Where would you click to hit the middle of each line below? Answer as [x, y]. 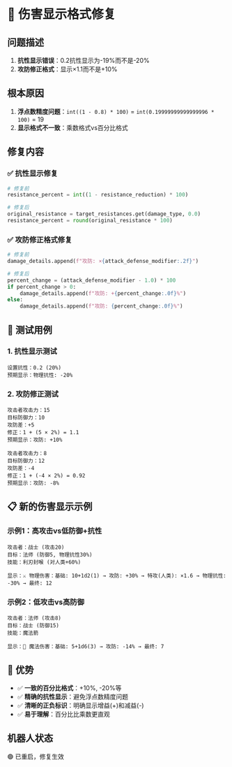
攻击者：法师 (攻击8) [34, 618]
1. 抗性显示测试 [32, 352]
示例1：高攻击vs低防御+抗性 [55, 531]
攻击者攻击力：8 [27, 454]
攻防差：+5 [21, 425]
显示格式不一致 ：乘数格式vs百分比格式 [73, 127]
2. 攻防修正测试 [33, 394]
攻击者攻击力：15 [29, 410]
